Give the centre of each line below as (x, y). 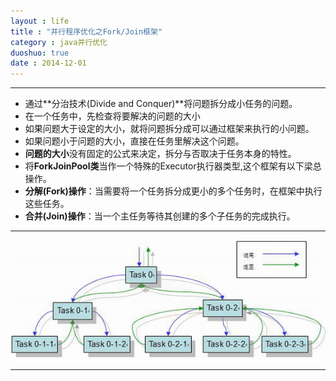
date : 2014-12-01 (48, 63)
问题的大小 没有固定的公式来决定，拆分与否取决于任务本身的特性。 (160, 154)
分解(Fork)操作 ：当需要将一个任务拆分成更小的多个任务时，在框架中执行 (173, 191)
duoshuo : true (40, 53)
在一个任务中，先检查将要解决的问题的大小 (112, 116)
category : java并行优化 (59, 42)
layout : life (40, 21)
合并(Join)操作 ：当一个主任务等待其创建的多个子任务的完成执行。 (160, 216)
